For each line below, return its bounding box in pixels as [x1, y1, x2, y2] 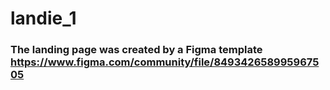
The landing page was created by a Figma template [10, 43, 263, 57]
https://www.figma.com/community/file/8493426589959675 [10, 55, 320, 69]
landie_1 [10, 7, 77, 30]
